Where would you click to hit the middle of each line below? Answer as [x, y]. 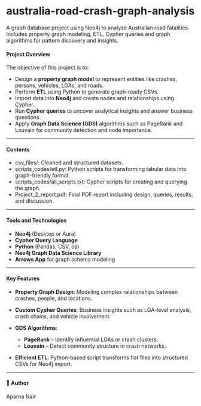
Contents [18, 149]
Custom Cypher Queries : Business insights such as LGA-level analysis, [103, 309]
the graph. [28, 188]
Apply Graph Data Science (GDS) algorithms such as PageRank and [99, 124]
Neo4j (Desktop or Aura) [45, 234]
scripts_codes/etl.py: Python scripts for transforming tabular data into [100, 169]
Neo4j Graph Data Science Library [58, 252]
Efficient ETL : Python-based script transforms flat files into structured [101, 357]
